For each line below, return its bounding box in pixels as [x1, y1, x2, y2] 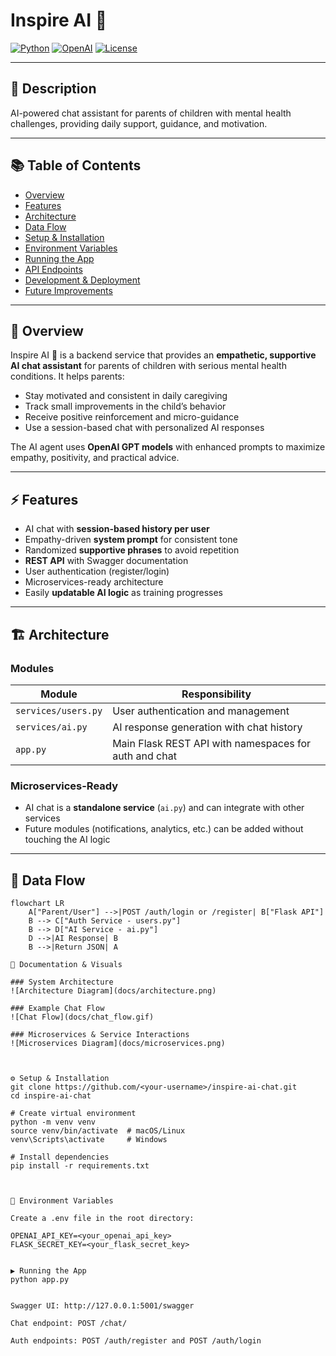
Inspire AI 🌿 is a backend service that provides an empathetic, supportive [10, 349, 317, 361]
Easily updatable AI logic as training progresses [24, 587, 223, 599]
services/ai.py [15, 721, 88, 733]
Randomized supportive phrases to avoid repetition [24, 544, 240, 556]
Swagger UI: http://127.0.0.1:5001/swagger [10, 1300, 195, 1311]
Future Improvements [24, 284, 113, 296]
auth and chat [112, 749, 177, 763]
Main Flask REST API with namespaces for [112, 736, 312, 750]
